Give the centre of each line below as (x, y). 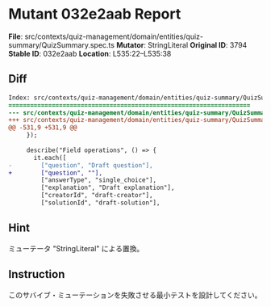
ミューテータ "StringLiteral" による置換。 (76, 248)
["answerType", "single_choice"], (99, 180)
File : (16, 36)
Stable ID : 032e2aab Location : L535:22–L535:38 (90, 53)
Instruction (37, 274)
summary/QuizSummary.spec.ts (62, 44)
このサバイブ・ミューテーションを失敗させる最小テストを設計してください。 (135, 295)
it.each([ (50, 158)
